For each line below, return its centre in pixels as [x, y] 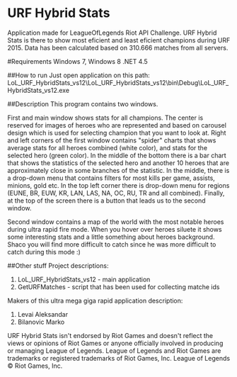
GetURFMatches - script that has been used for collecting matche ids [118, 287]
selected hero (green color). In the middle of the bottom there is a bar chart [117, 155]
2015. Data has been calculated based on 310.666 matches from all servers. [118, 47]
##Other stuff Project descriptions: [58, 265]
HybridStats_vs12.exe [38, 90]
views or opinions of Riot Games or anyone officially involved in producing [115, 343]
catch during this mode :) [44, 252]
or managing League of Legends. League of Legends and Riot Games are [114, 350]
